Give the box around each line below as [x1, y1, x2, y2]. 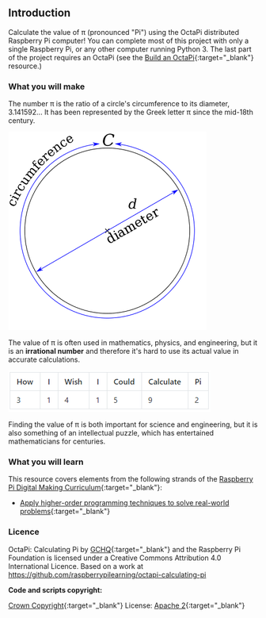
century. [8, 116, 36, 125]
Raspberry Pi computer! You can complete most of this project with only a [8, 36, 249, 45]
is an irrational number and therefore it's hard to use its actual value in [8, 347, 239, 356]
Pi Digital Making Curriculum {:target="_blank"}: [8, 483, 162, 493]
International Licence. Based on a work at [8, 561, 144, 570]
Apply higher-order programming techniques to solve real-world [19, 498, 230, 508]
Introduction [8, 6, 71, 20]
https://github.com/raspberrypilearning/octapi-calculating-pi [8, 570, 207, 579]
